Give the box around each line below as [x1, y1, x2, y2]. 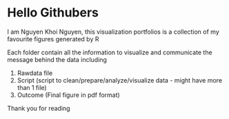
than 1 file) [17, 83, 47, 91]
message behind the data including [7, 55, 107, 63]
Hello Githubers [7, 5, 99, 21]
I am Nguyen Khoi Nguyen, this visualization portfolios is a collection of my [7, 28, 219, 36]
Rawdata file [17, 69, 53, 77]
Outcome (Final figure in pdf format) [17, 91, 121, 99]
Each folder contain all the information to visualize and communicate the [7, 48, 212, 56]
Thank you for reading [7, 104, 70, 112]
